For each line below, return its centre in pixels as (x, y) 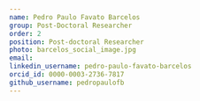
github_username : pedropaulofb (67, 83)
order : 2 (25, 33)
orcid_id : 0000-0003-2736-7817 (67, 75)
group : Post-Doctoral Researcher (71, 25)
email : (21, 58)
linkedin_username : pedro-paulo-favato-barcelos (100, 67)
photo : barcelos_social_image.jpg (73, 50)
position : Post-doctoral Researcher (77, 42)
